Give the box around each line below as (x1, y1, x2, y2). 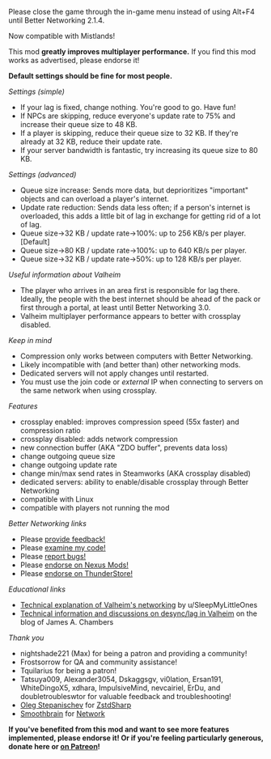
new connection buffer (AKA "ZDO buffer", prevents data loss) (19, 443, 228, 452)
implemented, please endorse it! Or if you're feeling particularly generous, (8, 733, 265, 743)
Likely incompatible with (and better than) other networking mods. (19, 360, 241, 369)
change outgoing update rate (19, 460, 117, 469)
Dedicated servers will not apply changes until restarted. (19, 368, 209, 378)
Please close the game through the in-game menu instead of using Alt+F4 (8, 7, 255, 16)
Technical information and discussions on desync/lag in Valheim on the (19, 608, 257, 618)
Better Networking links (8, 519, 87, 528)
